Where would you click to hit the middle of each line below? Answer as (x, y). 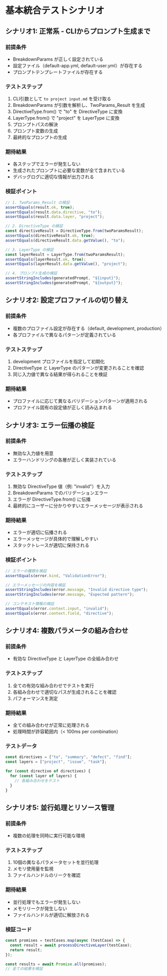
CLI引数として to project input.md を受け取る (62, 99)
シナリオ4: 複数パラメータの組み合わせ (67, 631)
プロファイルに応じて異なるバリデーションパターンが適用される (80, 401)
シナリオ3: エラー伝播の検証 (50, 425)
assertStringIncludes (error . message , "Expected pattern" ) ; (70, 595)
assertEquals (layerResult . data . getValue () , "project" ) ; (66, 264)
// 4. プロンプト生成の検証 (31, 273)
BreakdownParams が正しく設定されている (58, 59)
